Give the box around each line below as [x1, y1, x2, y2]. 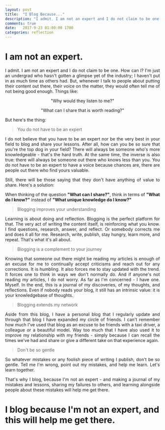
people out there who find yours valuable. [5, 167, 90, 173]
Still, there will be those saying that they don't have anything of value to [5, 176, 160, 182]
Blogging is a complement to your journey [17, 246, 102, 252]
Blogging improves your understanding [17, 206, 96, 212]
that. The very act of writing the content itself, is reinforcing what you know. [5, 221, 160, 227]
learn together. [5, 367, 35, 373]
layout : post [5, 7, 32, 12]
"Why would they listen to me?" [51, 98, 114, 104]
